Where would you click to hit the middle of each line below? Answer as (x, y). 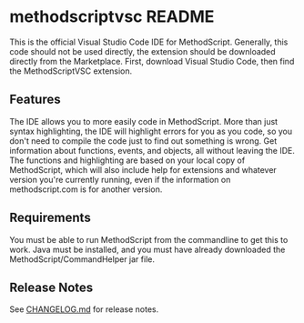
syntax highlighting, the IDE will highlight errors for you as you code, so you (151, 131)
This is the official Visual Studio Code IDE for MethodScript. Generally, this (149, 42)
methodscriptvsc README (112, 17)
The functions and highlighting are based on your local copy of (127, 160)
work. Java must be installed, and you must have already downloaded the (147, 249)
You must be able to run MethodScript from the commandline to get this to (149, 239)
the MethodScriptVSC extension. (71, 71)
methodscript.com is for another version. (86, 189)
